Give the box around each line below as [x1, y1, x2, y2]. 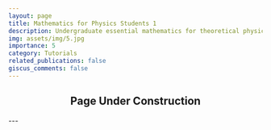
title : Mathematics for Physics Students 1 [8, 19, 157, 27]
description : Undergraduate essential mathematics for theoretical [8, 27, 240, 35]
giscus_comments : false [8, 65, 89, 73]
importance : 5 [8, 42, 56, 50]
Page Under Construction [69, 94, 202, 108]
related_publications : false [8, 57, 106, 65]
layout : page [8, 11, 52, 20]
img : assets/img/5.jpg [8, 34, 85, 43]
